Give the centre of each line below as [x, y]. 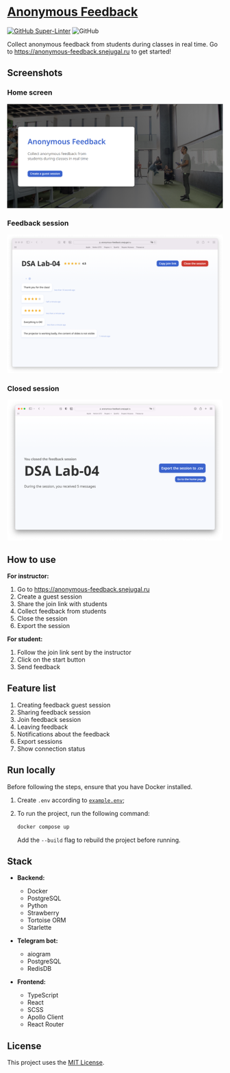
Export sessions [40, 741]
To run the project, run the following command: [83, 813]
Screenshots [35, 73]
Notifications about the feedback [63, 734]
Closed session [33, 388]
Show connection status [51, 749]
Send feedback [38, 667]
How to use [31, 559]
